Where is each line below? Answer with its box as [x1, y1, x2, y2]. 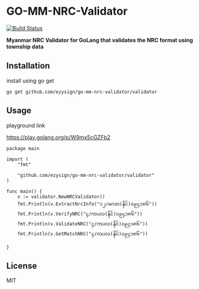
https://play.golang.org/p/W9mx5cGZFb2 [6, 133, 111, 141]
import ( [6, 156, 29, 162]
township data [6, 43, 44, 50]
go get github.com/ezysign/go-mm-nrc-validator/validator [6, 89, 157, 95]
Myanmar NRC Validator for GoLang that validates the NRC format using [6, 36, 193, 43]
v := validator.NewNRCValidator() [17, 193, 105, 200]
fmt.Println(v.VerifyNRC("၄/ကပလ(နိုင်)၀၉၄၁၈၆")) [17, 211, 143, 217]
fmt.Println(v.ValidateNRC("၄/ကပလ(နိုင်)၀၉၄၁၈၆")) [17, 220, 148, 227]
